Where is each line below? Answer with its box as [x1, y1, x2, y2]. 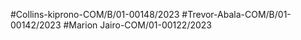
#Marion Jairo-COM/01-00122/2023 [63, 19, 212, 31]
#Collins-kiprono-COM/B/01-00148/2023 [10, 9, 180, 20]
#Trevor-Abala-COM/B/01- [181, 9, 292, 20]
